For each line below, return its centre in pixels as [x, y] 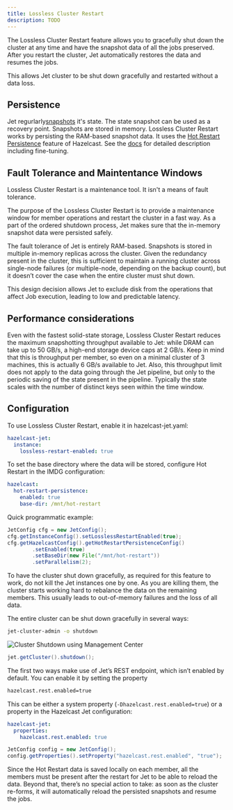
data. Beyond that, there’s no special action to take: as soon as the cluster [113, 784]
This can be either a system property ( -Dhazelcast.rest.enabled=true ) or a [115, 704]
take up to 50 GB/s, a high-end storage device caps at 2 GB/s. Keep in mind [116, 350]
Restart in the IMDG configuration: [56, 472]
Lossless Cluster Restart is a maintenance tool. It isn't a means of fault [108, 190]
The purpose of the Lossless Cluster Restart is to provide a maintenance [111, 211]
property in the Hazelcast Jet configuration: [70, 711]
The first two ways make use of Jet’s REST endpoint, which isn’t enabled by [116, 670]
